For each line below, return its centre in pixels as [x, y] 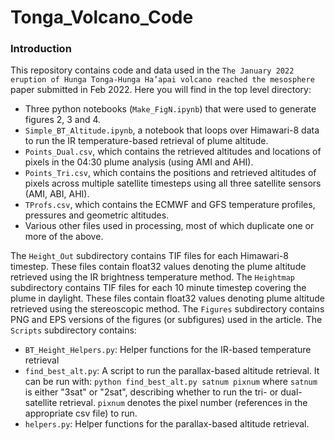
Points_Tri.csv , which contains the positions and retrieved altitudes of [170, 173]
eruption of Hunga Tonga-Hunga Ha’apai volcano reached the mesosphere [162, 80]
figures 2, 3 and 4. [63, 120]
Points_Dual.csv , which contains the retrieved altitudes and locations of [173, 152]
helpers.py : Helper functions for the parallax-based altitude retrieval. [167, 424]
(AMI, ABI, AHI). [57, 194]
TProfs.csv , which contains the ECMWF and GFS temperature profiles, [170, 205]
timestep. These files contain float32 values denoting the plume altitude [158, 267]
